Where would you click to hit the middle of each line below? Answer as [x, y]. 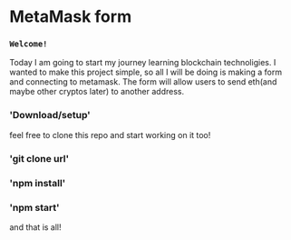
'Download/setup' [50, 115]
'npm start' [35, 207]
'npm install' [38, 183]
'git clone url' [39, 158]
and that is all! [35, 227]
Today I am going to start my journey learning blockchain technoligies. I [143, 63]
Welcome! [29, 44]
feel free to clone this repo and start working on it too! [110, 135]
